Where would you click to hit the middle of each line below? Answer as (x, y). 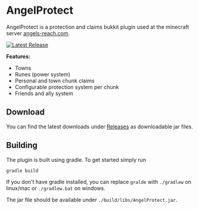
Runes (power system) (42, 74)
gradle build (22, 171)
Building (22, 145)
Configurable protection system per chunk (67, 87)
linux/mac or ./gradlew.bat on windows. (56, 188)
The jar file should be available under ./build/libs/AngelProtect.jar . (92, 200)
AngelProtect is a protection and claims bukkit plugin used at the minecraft (98, 27)
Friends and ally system (44, 93)
